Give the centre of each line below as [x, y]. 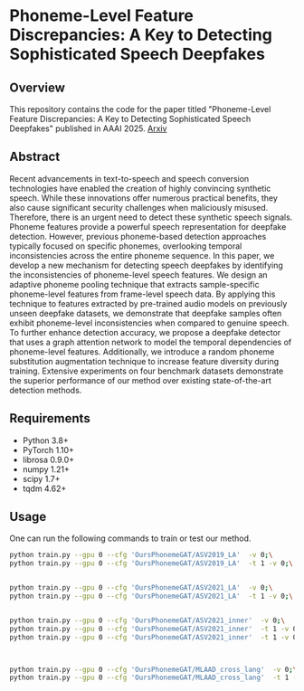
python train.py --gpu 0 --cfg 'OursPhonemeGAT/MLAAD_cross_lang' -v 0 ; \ [153, 669]
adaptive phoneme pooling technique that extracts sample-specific [134, 284]
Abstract [35, 157]
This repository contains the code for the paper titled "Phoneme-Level [140, 109]
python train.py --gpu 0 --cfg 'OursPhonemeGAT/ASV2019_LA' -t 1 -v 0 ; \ [152, 563]
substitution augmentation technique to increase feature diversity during [144, 361]
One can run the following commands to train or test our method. [130, 538]
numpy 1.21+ [46, 469]
